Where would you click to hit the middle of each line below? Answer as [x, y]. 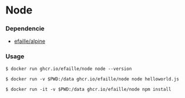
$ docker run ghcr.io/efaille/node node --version [69, 69]
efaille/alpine [29, 41]
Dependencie [25, 29]
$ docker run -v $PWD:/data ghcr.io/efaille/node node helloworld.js [92, 79]
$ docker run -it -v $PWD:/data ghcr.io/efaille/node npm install [88, 89]
